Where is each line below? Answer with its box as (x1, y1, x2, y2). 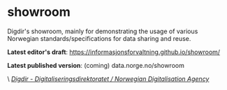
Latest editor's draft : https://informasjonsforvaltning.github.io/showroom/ (7, 48, 221, 56)
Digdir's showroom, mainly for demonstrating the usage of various (7, 27, 198, 35)
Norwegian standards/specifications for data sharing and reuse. (7, 34, 191, 42)
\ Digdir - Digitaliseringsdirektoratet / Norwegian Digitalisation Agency (7, 74, 210, 83)
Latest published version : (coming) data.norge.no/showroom (7, 61, 185, 69)
